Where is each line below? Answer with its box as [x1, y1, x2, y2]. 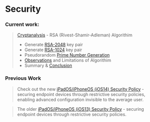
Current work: [5, 21, 39, 28]
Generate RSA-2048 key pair [24, 42, 83, 48]
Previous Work [5, 75, 41, 82]
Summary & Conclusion [24, 62, 72, 68]
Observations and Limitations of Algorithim [24, 58, 112, 63]
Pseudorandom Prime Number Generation [24, 52, 110, 58]
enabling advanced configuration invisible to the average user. [17, 96, 144, 102]
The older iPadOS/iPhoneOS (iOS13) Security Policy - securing [17, 106, 144, 112]
